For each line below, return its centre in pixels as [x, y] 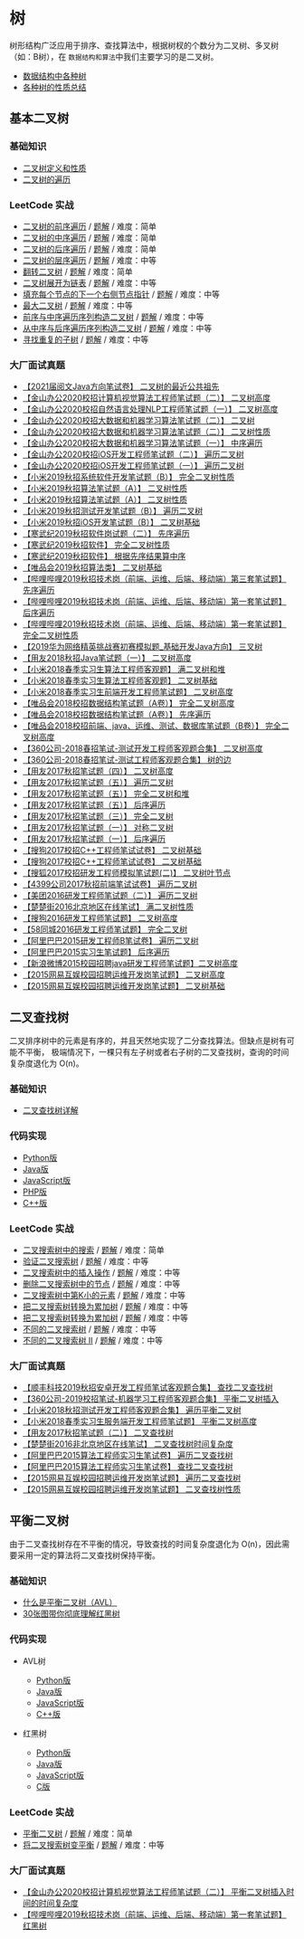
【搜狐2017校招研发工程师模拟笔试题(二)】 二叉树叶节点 [126, 873]
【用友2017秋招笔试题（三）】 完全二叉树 [98, 816]
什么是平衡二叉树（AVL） [70, 1602]
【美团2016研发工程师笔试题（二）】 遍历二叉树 [110, 896]
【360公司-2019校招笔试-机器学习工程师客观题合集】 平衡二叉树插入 [151, 1399]
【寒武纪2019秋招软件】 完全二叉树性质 [96, 545]
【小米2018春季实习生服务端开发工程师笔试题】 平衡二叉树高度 [140, 1421]
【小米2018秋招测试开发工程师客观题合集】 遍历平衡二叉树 [132, 1410]
